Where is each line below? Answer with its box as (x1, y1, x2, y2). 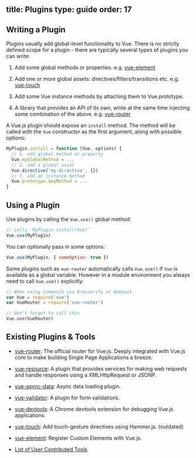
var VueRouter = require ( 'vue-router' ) (6, 300, 104, 306)
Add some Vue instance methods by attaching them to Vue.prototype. (14, 93, 184, 100)
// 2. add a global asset (11, 162, 75, 168)
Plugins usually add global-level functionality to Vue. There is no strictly (6, 40, 180, 48)
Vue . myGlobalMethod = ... (11, 157, 75, 162)
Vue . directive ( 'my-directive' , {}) (11, 167, 99, 174)
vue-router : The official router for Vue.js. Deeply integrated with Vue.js (14, 347, 186, 354)
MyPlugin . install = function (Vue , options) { (6, 146, 122, 152)
